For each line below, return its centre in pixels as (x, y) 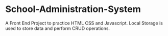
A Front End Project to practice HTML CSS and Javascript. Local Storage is (84, 23)
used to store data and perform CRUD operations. (58, 28)
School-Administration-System (73, 9)
